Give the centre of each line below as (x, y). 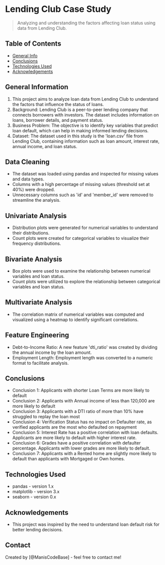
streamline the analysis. (36, 200)
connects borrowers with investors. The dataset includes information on (85, 114)
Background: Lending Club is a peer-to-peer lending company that (80, 110)
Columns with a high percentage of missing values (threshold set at (81, 184)
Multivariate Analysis (39, 303)
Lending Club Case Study (58, 9)
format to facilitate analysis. (41, 363)
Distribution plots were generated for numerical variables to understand (85, 228)
